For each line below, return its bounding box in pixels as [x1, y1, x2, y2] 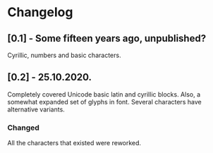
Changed [7, 123, 40, 133]
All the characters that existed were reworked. [7, 139, 142, 147]
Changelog [7, 4, 73, 20]
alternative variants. [7, 105, 65, 114]
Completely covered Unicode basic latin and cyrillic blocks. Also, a [7, 90, 201, 99]
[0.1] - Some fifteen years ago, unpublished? [7, 32, 207, 44]
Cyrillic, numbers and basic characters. [7, 51, 121, 59]
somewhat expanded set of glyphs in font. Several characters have [7, 97, 202, 106]
